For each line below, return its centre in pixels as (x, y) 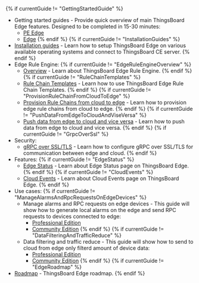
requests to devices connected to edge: (72, 216)
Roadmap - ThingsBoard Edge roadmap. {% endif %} (80, 273)
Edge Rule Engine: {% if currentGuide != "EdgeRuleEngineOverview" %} (103, 64)
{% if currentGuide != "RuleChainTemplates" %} (82, 77)
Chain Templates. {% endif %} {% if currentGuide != (87, 90)
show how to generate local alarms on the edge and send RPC (99, 210)
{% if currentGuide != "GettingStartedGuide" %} (64, 9)
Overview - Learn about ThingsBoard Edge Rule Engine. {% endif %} (108, 71)
